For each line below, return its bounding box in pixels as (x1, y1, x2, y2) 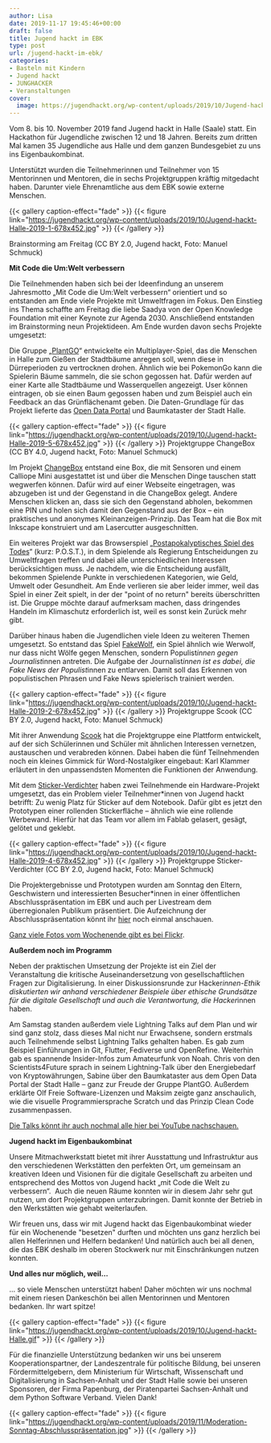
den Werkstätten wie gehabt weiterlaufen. (9, 1204, 148, 1213)
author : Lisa (9, 11, 53, 20)
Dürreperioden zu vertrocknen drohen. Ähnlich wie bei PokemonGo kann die (9, 363, 263, 373)
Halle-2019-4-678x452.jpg (9, 856, 99, 866)
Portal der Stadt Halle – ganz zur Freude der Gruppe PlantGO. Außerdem (9, 1080, 249, 1089)
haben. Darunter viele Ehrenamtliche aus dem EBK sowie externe (9, 182, 224, 192)
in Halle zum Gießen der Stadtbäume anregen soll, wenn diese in (9, 355, 224, 364)
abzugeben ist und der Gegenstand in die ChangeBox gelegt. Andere (9, 488, 238, 498)
